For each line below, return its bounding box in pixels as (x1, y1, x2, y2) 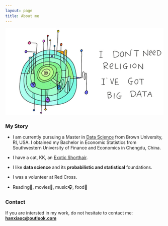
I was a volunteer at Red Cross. (12, 174, 77, 180)
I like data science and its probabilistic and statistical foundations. (12, 164, 152, 170)
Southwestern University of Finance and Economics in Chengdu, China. (12, 144, 161, 150)
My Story (5, 122, 29, 129)
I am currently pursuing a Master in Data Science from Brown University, (12, 134, 162, 140)
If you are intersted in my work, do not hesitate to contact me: (5, 210, 133, 216)
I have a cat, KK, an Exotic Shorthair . (12, 154, 88, 161)
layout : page (5, 8, 33, 13)
